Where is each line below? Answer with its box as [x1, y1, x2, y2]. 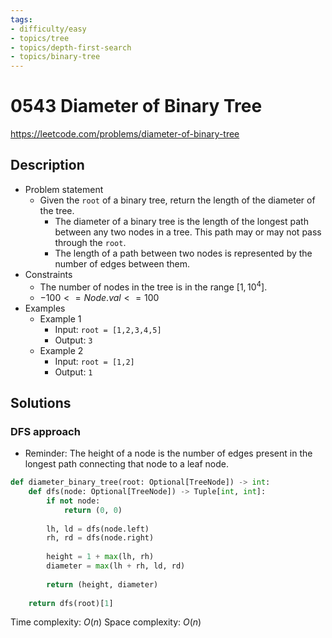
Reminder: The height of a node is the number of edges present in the [24, 447, 313, 460]
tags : [10, 14, 33, 25]
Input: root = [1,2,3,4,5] [54, 323, 162, 335]
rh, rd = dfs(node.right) [46, 533, 155, 543]
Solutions [10, 394, 72, 411]
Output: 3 [54, 334, 93, 346]
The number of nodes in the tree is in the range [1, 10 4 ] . [39, 279, 268, 293]
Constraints [24, 268, 73, 280]
